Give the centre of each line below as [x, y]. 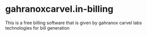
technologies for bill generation [37, 28]
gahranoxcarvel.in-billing [59, 9]
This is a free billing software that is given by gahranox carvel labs [73, 23]
